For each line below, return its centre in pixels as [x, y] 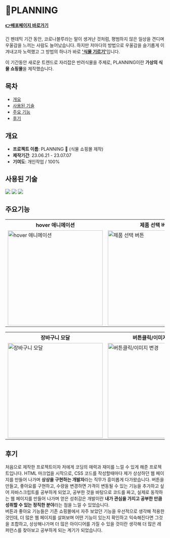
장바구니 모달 [55, 338]
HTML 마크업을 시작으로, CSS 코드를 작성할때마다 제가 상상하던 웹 [90, 473]
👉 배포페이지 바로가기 [27, 25]
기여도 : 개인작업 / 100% [36, 162]
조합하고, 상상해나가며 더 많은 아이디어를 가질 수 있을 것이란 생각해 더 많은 [83, 524]
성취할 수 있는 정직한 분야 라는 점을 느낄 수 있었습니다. [57, 505]
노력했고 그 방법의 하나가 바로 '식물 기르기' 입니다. [71, 52]
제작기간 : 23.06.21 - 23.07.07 [42, 155]
